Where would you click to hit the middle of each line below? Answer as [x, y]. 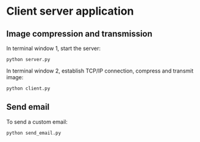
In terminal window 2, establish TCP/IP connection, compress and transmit [100, 71]
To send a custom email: [37, 122]
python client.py [28, 88]
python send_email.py [34, 133]
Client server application [70, 11]
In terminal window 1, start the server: [54, 48]
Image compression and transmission [79, 34]
